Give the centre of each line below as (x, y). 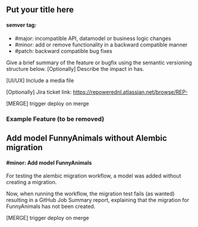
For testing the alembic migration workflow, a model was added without (94, 176)
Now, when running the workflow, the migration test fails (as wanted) (90, 194)
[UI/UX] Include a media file (40, 80)
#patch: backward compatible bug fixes (64, 51)
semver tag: (21, 25)
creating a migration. (32, 182)
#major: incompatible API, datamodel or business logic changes (93, 38)
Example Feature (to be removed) (55, 119)
